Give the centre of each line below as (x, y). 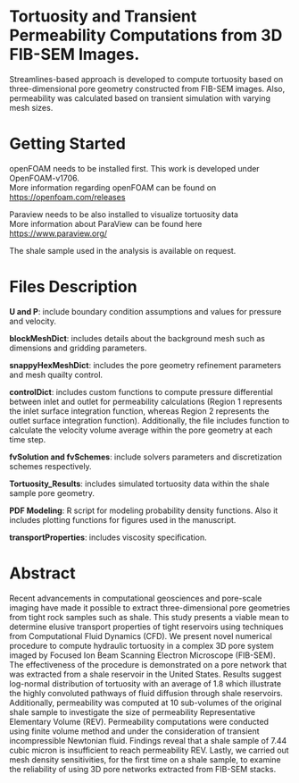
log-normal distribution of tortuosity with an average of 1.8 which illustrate (145, 683)
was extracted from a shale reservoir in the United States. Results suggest (145, 674)
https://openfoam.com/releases (67, 197)
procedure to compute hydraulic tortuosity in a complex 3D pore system (142, 645)
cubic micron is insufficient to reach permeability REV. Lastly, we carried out (149, 750)
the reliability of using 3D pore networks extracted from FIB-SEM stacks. (143, 769)
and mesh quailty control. (56, 375)
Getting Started (68, 144)
